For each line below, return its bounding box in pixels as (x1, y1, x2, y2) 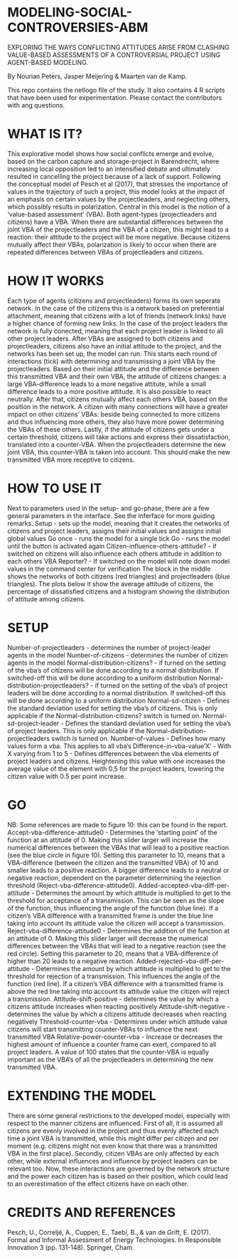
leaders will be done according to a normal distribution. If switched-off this (7, 688, 226, 697)
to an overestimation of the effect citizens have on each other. (7, 1179, 189, 1188)
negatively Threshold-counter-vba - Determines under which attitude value (7, 1017, 228, 1026)
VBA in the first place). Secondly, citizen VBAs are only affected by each (7, 1149, 219, 1158)
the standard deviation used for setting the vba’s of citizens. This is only (7, 703, 218, 713)
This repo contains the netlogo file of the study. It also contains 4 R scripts (7, 86, 225, 94)
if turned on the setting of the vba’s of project (94, 681, 228, 690)
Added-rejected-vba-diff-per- (136, 956, 225, 965)
